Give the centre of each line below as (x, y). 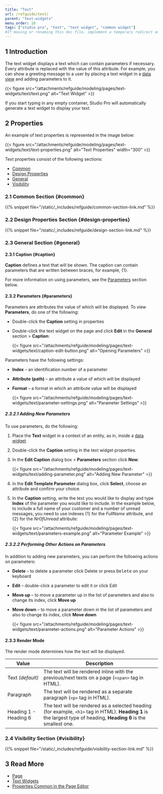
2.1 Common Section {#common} (45, 196)
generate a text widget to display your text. (48, 108)
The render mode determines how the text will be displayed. (65, 651)
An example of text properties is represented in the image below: (70, 135)
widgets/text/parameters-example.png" (52, 533)
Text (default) (23, 677)
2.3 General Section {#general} (43, 243)
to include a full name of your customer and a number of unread (76, 508)
